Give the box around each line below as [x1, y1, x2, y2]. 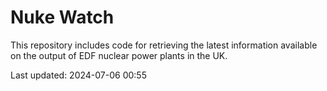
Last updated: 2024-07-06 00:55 [10, 69, 147, 81]
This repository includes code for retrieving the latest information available [10, 39, 318, 51]
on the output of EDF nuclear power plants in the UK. [10, 49, 228, 61]
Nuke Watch [10, 6, 115, 29]
